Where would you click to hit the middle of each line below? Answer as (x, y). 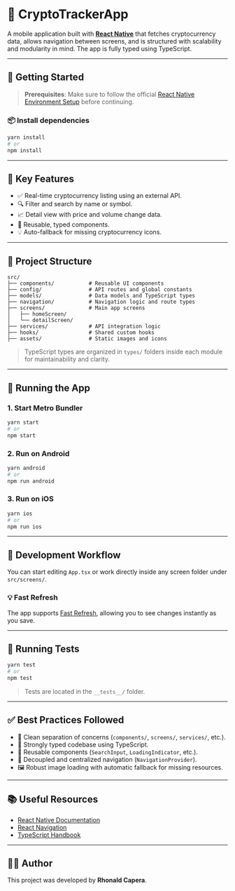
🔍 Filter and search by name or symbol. (75, 204)
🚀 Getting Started (46, 78)
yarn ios (20, 514)
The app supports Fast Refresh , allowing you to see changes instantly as (112, 612)
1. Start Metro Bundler (45, 408)
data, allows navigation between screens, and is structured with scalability (114, 41)
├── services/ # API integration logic (84, 327)
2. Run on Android (38, 453)
